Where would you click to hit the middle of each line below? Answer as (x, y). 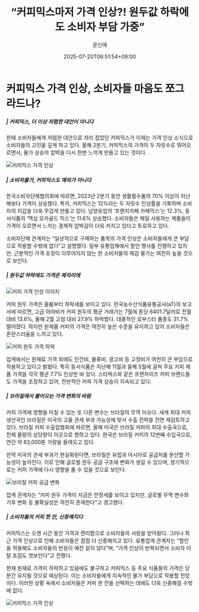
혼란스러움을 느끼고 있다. (35, 334)
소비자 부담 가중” (106, 27)
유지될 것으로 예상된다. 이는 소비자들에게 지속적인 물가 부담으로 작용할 (98, 575)
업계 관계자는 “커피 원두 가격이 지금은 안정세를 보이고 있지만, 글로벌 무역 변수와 (97, 495)
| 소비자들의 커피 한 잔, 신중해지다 (45, 517)
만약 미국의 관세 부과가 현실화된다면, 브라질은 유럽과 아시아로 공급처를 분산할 (95, 454)
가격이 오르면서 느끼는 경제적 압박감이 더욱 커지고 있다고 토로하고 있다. (88, 225)
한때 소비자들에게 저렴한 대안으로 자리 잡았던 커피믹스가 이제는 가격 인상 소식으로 (100, 137)
